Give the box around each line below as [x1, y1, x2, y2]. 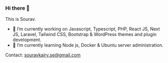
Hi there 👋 [5, 5, 30, 12]
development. [12, 37, 41, 43]
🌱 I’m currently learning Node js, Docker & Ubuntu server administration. [12, 42, 163, 48]
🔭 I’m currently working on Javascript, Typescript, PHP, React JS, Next [12, 26, 160, 32]
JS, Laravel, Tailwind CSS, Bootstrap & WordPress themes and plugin [12, 31, 157, 38]
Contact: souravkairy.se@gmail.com [5, 52, 81, 58]
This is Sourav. [5, 16, 36, 22]
